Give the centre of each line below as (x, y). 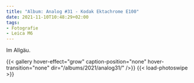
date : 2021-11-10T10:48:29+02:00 (47, 17)
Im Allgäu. (18, 50)
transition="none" (28, 68)
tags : (13, 22)
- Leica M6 (20, 34)
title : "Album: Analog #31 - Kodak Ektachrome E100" (73, 11)
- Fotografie (22, 28)
